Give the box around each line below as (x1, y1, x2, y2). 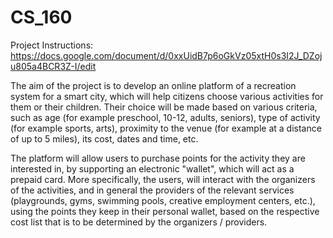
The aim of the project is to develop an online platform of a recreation (10, 79, 297, 91)
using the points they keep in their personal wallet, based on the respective (10, 205, 320, 217)
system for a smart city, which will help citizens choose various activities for (10, 90, 324, 102)
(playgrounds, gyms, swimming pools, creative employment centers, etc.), (10, 194, 316, 206)
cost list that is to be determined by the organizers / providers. (10, 216, 268, 228)
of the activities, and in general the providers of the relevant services (10, 184, 295, 196)
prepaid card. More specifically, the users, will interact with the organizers (10, 173, 316, 185)
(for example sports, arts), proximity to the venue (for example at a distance (10, 122, 322, 134)
